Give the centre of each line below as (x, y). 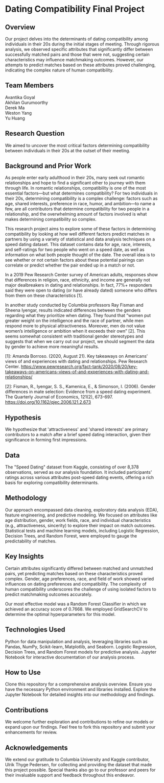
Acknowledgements (36, 747)
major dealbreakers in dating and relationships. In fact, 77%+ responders (79, 285)
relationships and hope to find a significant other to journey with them (75, 183)
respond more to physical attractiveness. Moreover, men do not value (75, 326)
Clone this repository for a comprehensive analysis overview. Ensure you (78, 684)
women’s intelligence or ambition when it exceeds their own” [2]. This (75, 331)
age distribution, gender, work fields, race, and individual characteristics (78, 520)
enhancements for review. (31, 732)
